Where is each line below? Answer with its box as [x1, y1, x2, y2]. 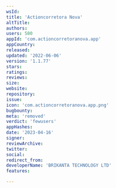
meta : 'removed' [6, 113, 46, 119]
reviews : [6, 74, 28, 80]
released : [6, 47, 31, 53]
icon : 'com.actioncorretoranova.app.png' [6, 102, 110, 108]
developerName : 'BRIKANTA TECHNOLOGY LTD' [6, 163, 112, 168]
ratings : [6, 69, 28, 75]
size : [6, 80, 19, 86]
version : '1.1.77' [6, 58, 51, 64]
